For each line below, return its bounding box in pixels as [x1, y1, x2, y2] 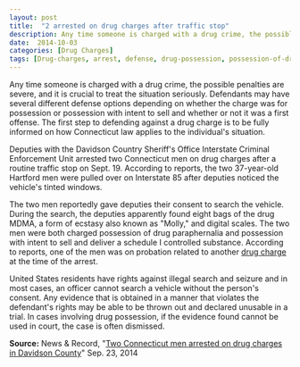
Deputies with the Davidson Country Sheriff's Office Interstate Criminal [9, 144, 270, 154]
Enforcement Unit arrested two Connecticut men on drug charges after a [9, 154, 277, 163]
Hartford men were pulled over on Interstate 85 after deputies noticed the [9, 172, 279, 183]
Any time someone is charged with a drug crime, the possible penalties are [9, 79, 285, 89]
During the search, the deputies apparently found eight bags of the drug [9, 209, 275, 219]
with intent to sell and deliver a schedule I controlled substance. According [9, 238, 284, 247]
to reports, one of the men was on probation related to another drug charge [9, 246, 287, 257]
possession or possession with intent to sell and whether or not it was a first [9, 108, 289, 118]
